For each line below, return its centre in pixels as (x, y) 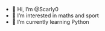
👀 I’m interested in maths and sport (56, 15)
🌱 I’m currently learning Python (50, 22)
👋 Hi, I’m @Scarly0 (35, 9)
